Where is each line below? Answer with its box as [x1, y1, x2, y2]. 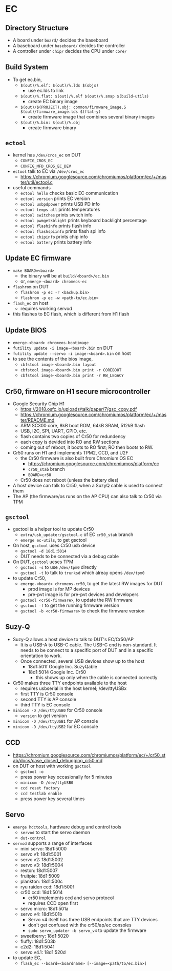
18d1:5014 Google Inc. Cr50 [28, 669, 86, 675]
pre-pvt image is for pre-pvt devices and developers [28, 591, 139, 598]
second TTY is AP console [20, 696, 77, 702]
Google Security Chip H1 [12, 401, 65, 407]
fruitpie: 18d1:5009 [20, 873, 60, 879]
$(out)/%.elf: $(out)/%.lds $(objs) [20, 83, 99, 88]
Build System [5, 63, 49, 72]
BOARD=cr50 [28, 472, 51, 478]
